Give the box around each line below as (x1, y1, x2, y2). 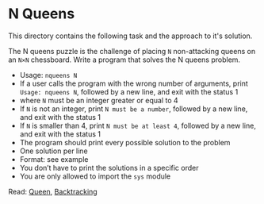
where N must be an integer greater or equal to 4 (19, 95, 178, 105)
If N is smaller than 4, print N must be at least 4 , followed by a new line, (19, 121, 256, 130)
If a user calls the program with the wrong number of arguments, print (19, 79, 248, 88)
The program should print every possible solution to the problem (19, 137, 231, 147)
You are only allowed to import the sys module (19, 171, 171, 181)
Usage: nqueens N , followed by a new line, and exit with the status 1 (19, 87, 239, 96)
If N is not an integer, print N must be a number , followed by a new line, (19, 104, 248, 114)
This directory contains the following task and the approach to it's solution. (8, 31, 253, 40)
